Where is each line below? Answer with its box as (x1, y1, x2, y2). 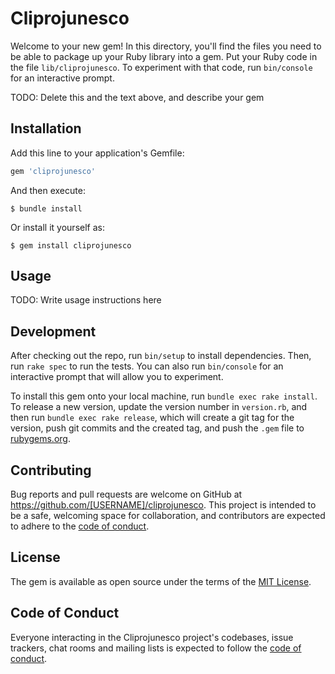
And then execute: (10, 184, 86, 196)
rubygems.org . (10, 433, 71, 445)
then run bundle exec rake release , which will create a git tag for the (10, 412, 295, 424)
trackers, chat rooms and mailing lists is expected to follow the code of (10, 642, 302, 654)
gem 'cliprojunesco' (10, 166, 97, 176)
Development (10, 323, 97, 340)
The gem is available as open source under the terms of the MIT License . (10, 575, 312, 587)
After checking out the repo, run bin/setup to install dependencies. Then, (10, 350, 312, 362)
